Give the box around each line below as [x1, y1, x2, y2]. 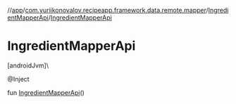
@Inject [7, 74, 30, 83]
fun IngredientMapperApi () [7, 88, 85, 97]
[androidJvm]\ [7, 61, 49, 70]
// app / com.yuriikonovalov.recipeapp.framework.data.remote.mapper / [7, 6, 209, 14]
